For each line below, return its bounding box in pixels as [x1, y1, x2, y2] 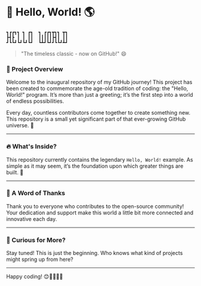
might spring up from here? [6, 256, 74, 263]
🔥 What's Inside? [6, 142, 57, 150]
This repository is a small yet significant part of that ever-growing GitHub [6, 115, 186, 123]
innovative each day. [6, 215, 57, 222]
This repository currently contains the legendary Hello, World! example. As [6, 156, 193, 163]
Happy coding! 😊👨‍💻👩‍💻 [6, 273, 63, 280]
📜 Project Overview [6, 64, 63, 73]
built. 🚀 [6, 168, 24, 176]
